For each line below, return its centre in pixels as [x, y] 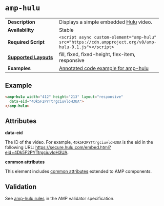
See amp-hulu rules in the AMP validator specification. [60, 198]
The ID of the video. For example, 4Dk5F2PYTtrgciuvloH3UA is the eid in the [79, 142]
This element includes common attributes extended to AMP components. [79, 171]
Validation [21, 187]
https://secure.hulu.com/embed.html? [73, 148]
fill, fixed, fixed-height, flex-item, [97, 54]
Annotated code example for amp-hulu [104, 68]
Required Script [26, 42]
